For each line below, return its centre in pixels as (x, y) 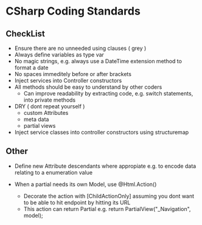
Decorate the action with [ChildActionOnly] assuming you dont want (109, 196)
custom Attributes (46, 113)
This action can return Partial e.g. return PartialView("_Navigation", (107, 209)
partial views (40, 126)
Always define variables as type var (59, 55)
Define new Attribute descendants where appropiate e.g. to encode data (105, 166)
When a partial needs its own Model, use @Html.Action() (85, 184)
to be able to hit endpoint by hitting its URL (77, 202)
